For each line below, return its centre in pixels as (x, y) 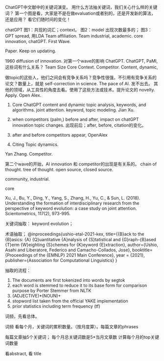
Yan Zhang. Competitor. (29, 154)
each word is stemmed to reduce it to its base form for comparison (80, 285)
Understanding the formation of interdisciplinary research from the (72, 203)
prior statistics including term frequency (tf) (56, 306)
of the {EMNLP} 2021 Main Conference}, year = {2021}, (89, 255)
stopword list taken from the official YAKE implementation (70, 301)
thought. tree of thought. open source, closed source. (59, 169)
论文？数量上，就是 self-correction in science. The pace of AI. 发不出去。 (79, 84)
